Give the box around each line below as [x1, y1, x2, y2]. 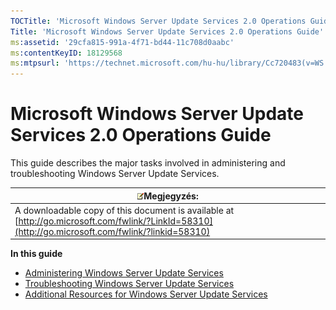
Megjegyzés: [143, 190, 199, 202]
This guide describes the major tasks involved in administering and [10, 157, 286, 169]
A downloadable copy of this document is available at [14, 204, 235, 216]
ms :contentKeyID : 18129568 [10, 48, 123, 58]
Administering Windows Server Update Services [24, 267, 224, 279]
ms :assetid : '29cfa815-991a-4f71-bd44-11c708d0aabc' [10, 37, 235, 47]
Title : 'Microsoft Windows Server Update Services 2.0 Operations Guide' [10, 26, 325, 37]
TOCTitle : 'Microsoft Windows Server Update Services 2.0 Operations [10, 16, 307, 26]
